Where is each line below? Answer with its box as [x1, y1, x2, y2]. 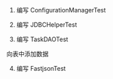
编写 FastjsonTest [16, 65, 66, 72]
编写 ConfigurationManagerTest [16, 6, 106, 14]
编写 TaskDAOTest [16, 35, 68, 43]
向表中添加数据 [6, 50, 49, 58]
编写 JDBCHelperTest [16, 21, 77, 29]
